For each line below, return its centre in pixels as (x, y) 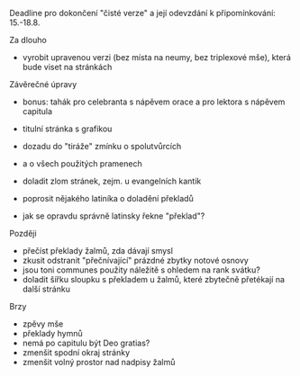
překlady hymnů (52, 333)
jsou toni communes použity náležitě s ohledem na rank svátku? (141, 270)
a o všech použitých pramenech (82, 164)
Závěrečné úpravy (43, 84)
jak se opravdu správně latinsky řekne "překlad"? (114, 216)
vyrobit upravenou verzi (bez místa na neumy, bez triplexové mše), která (156, 57)
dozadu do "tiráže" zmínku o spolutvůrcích (102, 146)
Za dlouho (28, 40)
